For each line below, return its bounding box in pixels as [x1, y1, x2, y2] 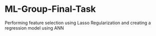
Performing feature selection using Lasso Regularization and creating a [4, 20, 151, 26]
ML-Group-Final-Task [4, 3, 96, 15]
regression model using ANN [4, 25, 64, 31]
